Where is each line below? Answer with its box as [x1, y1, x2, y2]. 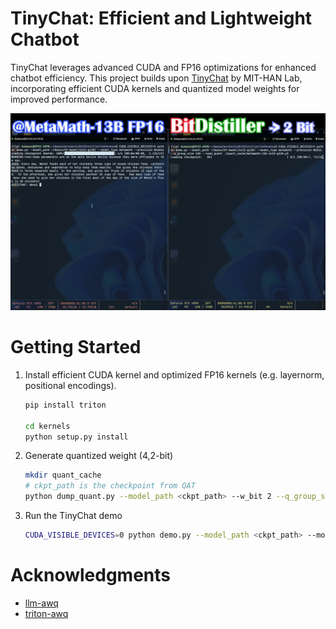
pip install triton [24, 400, 107, 410]
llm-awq [24, 597, 59, 609]
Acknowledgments [10, 564, 172, 587]
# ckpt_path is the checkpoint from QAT [24, 481, 196, 491]
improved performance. [10, 93, 108, 105]
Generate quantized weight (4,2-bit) [24, 450, 174, 462]
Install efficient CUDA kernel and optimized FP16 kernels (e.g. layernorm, [24, 368, 325, 381]
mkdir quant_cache [24, 470, 102, 481]
